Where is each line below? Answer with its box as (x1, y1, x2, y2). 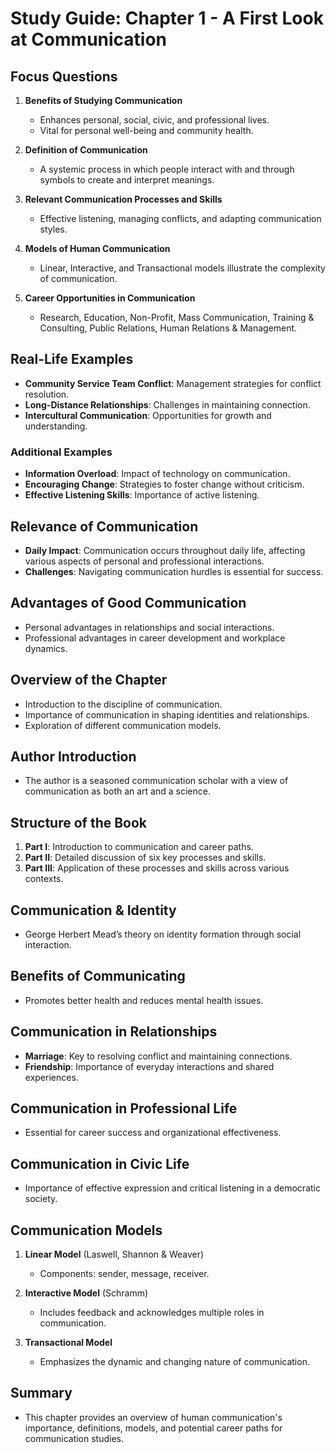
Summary (10, 1385, 73, 1402)
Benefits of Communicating (10, 968, 186, 985)
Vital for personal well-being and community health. (39, 125, 254, 136)
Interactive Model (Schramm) (24, 1287, 149, 1299)
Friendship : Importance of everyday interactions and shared (24, 1060, 275, 1072)
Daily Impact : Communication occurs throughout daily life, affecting (24, 544, 306, 556)
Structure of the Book (10, 814, 148, 831)
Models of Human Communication (24, 243, 171, 254)
